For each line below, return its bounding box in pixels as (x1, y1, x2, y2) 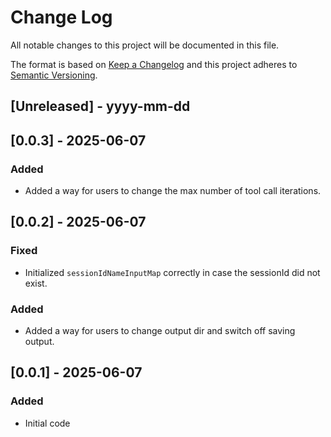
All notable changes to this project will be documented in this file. (10, 39, 280, 51)
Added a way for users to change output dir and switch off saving (24, 325, 296, 336)
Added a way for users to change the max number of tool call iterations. (24, 185, 322, 197)
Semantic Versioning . (10, 69, 98, 81)
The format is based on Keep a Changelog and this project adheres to (10, 58, 298, 70)
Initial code (24, 417, 71, 429)
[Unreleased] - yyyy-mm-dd (10, 98, 191, 115)
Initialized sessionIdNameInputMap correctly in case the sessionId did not (24, 266, 321, 278)
